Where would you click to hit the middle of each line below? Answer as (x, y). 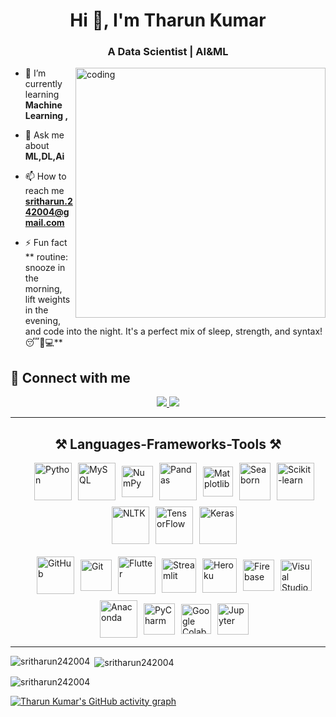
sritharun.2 (48, 201)
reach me (44, 191)
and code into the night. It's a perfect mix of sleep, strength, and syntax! (173, 331)
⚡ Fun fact (46, 243)
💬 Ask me (44, 135)
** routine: (46, 257)
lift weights (47, 300)
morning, (43, 289)
